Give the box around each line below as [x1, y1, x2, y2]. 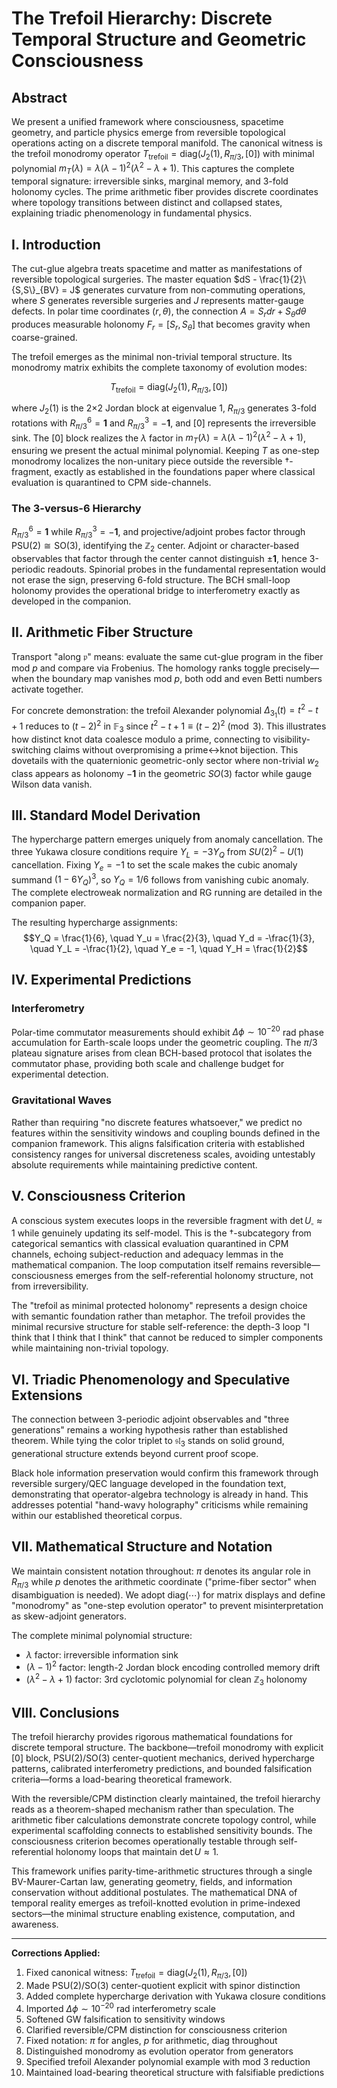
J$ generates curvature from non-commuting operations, [69, 284, 306, 296]
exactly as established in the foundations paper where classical [54, 466, 316, 478]
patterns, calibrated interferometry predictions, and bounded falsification [11, 1763, 313, 1775]
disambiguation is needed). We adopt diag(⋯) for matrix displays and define [11, 1588, 326, 1601]
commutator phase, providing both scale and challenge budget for [11, 1058, 285, 1070]
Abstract [11, 89, 68, 106]
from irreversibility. [11, 1280, 89, 1292]
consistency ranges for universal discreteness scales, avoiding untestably [11, 1148, 316, 1160]
